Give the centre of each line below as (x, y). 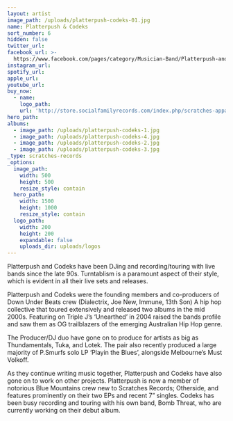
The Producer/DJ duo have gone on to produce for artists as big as (103, 337)
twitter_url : (26, 46)
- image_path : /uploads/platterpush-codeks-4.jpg (86, 136)
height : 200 (37, 234)
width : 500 (35, 175)
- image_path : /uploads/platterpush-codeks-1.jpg (86, 130)
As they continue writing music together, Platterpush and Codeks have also (115, 374)
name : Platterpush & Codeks (48, 26)
